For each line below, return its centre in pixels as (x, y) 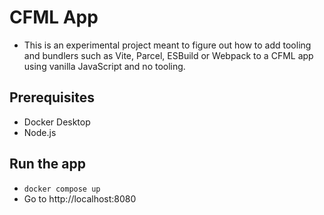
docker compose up (62, 189)
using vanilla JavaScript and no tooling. (104, 66)
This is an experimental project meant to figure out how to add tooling (167, 45)
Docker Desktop (57, 122)
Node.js (40, 132)
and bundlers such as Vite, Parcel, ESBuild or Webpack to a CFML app (168, 55)
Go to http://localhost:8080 (80, 198)
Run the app (47, 164)
